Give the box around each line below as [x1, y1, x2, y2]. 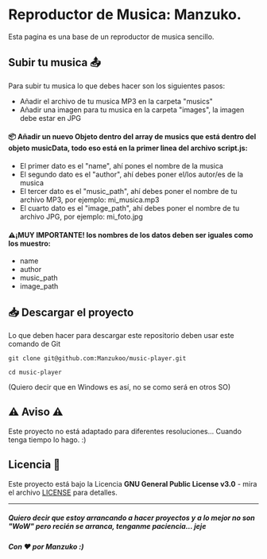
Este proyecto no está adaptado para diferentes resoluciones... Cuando [8, 426, 242, 436]
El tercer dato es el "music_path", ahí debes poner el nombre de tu [19, 186, 238, 196]
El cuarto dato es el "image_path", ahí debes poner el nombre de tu [19, 203, 240, 212]
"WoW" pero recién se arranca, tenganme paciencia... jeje [8, 522, 207, 531]
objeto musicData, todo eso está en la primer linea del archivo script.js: [8, 143, 248, 153]
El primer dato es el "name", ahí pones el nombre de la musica [19, 161, 224, 170]
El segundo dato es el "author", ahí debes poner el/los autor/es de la [19, 169, 244, 179]
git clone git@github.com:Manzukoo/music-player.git [8, 354, 187, 363]
